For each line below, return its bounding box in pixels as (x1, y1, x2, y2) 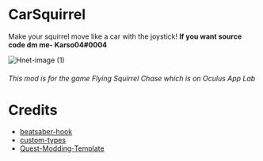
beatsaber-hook (19, 127, 73, 137)
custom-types (19, 136, 66, 145)
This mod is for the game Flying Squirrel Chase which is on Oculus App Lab (8, 73, 256, 83)
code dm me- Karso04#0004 (8, 39, 108, 49)
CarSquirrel (8, 6, 86, 24)
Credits (8, 101, 58, 119)
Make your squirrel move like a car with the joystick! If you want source (8, 32, 242, 41)
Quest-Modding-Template (19, 144, 105, 153)
